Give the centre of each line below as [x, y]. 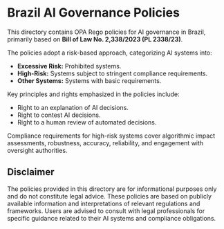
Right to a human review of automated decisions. [87, 122]
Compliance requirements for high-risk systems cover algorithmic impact [111, 136]
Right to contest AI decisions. [59, 115]
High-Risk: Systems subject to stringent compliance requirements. [112, 73]
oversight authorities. [37, 150]
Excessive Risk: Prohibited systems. [69, 66]
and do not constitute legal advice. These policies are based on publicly [110, 196]
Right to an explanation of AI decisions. [73, 107]
